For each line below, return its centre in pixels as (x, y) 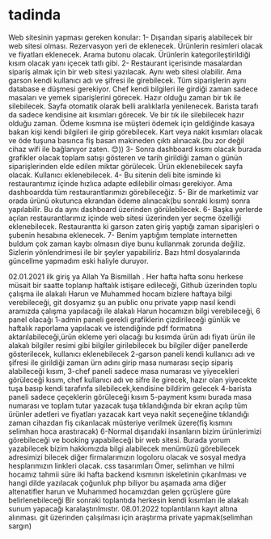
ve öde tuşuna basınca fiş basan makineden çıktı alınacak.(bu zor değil (127, 140)
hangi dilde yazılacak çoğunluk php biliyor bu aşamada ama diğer (117, 482)
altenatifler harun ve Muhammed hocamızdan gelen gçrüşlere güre (120, 491)
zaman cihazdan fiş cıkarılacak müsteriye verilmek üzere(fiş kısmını (121, 422)
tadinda (35, 15)
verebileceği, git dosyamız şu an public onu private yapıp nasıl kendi (122, 302)
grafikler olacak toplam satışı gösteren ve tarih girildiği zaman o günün (125, 157)
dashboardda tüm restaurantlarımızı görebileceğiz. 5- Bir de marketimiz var (133, 192)
